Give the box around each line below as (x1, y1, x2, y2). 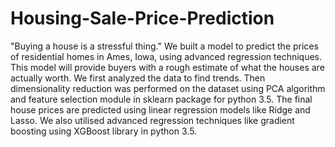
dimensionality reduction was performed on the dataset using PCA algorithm (10, 82, 326, 94)
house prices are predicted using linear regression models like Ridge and (10, 103, 311, 116)
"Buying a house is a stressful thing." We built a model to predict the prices (10, 40, 319, 52)
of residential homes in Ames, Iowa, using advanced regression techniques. (10, 50, 323, 62)
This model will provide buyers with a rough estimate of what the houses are (10, 61, 325, 73)
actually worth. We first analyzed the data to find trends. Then (10, 72, 266, 84)
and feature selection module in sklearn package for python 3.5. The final (10, 93, 313, 105)
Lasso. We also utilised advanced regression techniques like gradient (10, 114, 295, 126)
